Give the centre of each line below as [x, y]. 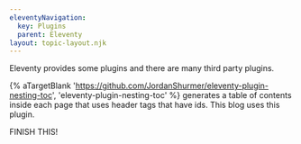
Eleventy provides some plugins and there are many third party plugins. [142, 68]
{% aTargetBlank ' [43, 85]
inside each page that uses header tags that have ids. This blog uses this [145, 105]
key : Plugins [42, 26]
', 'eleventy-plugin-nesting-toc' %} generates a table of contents [172, 95]
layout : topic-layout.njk [58, 43]
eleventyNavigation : [48, 18]
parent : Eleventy [50, 34]
